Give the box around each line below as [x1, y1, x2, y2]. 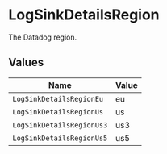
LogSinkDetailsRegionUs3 [12, 120, 108, 130]
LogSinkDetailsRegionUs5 [12, 133, 108, 143]
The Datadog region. [8, 32, 77, 42]
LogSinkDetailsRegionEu [12, 94, 104, 103]
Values [8, 56, 44, 69]
